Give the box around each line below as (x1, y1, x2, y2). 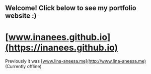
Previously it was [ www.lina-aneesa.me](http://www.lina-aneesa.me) (5, 58, 147, 64)
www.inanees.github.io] (8, 32, 111, 42)
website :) (5, 12, 37, 20)
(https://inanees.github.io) (5, 42, 118, 53)
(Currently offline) (5, 64, 42, 70)
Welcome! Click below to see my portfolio (5, 4, 137, 12)
